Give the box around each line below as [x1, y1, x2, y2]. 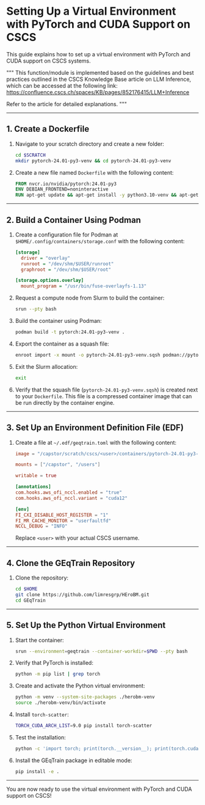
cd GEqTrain [15, 597, 46, 603]
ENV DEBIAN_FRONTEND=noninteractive [15, 186, 109, 192]
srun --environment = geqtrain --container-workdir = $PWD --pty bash [15, 648, 188, 654]
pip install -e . [15, 768, 60, 774]
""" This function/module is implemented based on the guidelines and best [6, 69, 194, 76]
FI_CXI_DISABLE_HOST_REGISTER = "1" [15, 512, 109, 518]
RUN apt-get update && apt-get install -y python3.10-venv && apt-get [15, 192, 199, 198]
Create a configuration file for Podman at [15, 231, 118, 238]
